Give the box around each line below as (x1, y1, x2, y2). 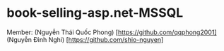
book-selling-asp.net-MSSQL (6, 5, 184, 21)
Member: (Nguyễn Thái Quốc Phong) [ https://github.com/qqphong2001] (6, 28, 217, 36)
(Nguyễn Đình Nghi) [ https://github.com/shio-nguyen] (6, 35, 164, 43)
